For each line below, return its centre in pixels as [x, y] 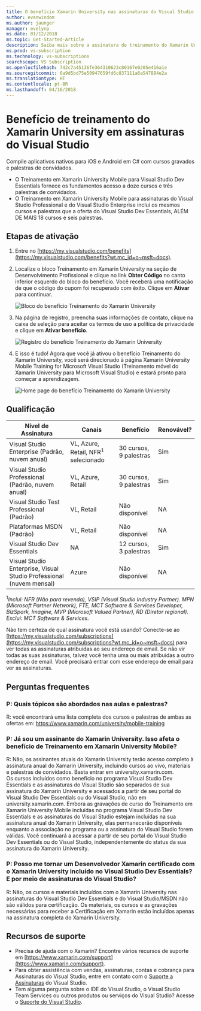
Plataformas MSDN [36, 526]
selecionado [87, 460]
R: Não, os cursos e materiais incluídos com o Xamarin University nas [92, 892]
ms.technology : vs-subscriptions [48, 56]
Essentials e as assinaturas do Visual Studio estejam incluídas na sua [91, 817]
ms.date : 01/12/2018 [32, 34]
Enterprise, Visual [34, 568]
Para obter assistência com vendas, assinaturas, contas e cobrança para [104, 970]
